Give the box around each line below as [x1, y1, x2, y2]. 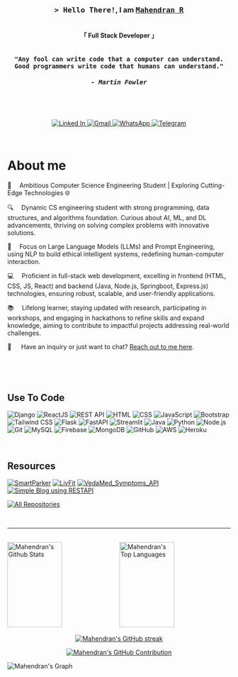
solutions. [7, 229, 36, 237]
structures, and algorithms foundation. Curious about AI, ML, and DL [7, 213, 207, 221]
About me [7, 158, 67, 173]
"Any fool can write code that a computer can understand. [13, 55, 224, 63]
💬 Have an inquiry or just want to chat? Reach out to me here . [7, 342, 195, 351]
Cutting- [200, 181, 225, 189]
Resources [7, 460, 56, 472]
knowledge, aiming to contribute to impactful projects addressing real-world [7, 321, 229, 329]
